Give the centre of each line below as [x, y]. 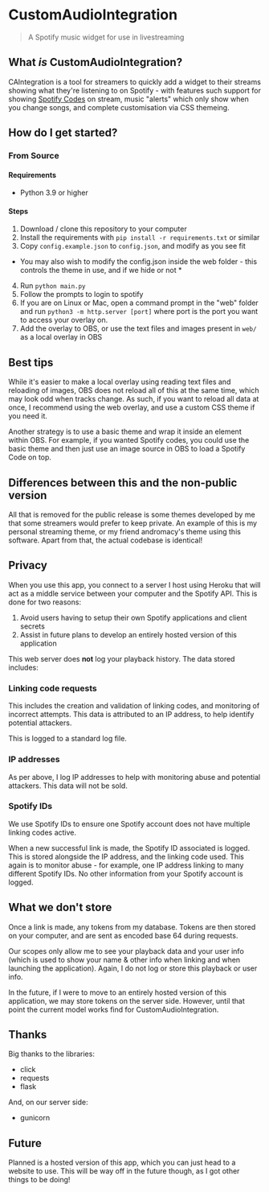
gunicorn [35, 1118]
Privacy [28, 565]
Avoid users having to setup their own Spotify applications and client [133, 617]
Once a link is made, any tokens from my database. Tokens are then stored [132, 926]
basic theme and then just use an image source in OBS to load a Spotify [127, 449]
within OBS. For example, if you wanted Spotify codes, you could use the [129, 440]
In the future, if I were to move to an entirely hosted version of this [118, 992]
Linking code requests [53, 688]
